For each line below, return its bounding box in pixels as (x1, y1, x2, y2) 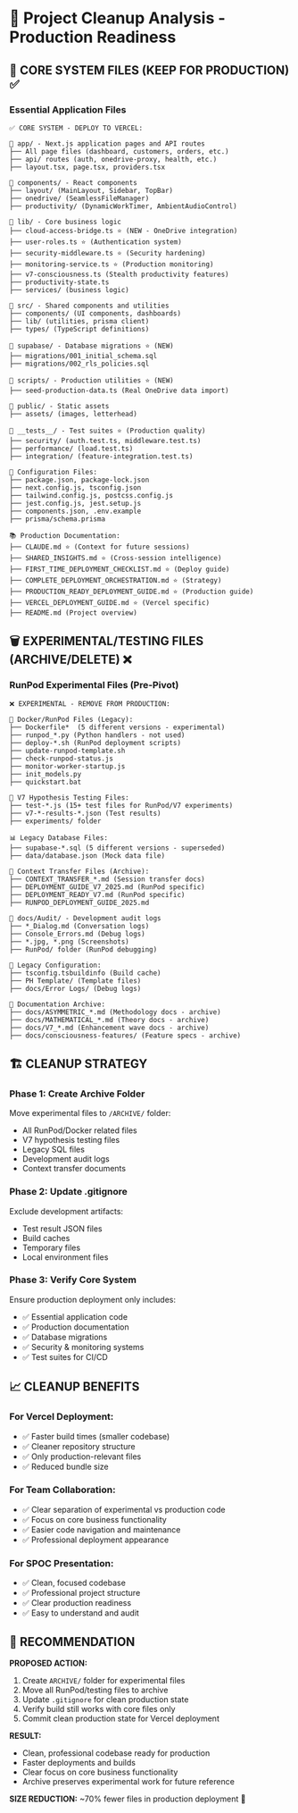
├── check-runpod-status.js (9, 754, 114, 763)
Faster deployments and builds (21, 1757, 137, 1767)
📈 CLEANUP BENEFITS (9, 1380, 140, 1395)
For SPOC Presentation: (9, 1557, 114, 1569)
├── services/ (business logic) (9, 285, 129, 294)
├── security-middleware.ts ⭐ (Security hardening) (9, 248, 206, 257)
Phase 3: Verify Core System (9, 1273, 137, 1286)
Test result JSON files (21, 1223, 103, 1234)
